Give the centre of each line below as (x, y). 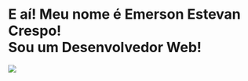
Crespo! (35, 31)
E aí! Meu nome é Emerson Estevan (124, 14)
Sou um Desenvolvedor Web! (105, 48)
